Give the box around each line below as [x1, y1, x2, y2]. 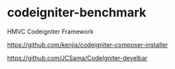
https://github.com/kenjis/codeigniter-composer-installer [7, 40, 168, 49]
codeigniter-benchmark [7, 5, 146, 20]
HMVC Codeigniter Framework [7, 27, 94, 36]
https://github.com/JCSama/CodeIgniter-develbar [7, 53, 148, 62]
